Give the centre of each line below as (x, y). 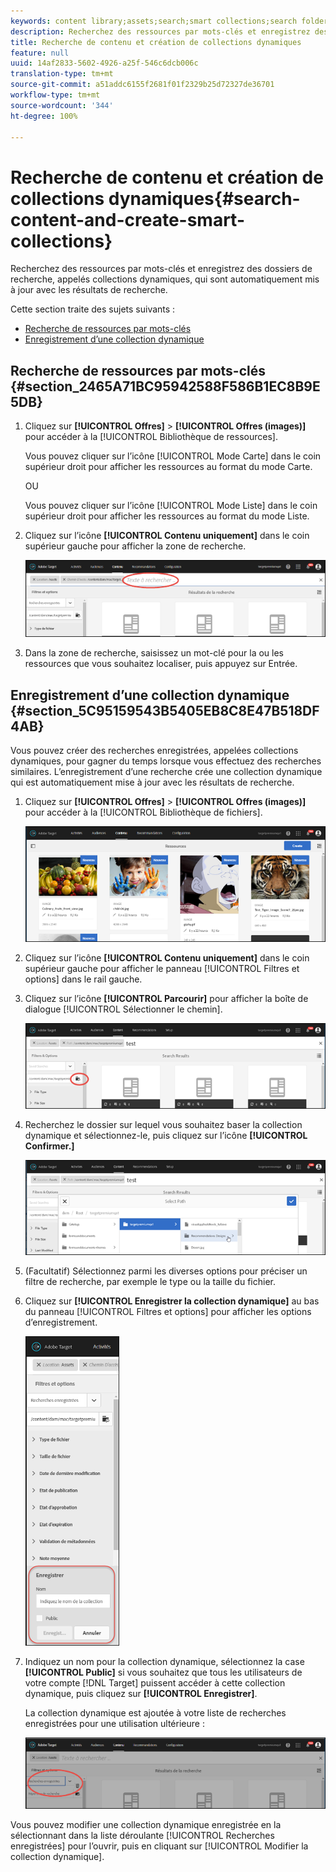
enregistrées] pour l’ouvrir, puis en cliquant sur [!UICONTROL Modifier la (159, 1846)
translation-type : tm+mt (62, 74)
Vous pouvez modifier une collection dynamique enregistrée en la (146, 1824)
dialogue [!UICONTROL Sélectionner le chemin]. (123, 1009)
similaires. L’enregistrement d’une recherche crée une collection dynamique (166, 771)
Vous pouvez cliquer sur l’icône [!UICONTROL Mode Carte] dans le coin (173, 456)
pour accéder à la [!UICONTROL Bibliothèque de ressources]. (151, 437)
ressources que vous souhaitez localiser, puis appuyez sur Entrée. (161, 664)
